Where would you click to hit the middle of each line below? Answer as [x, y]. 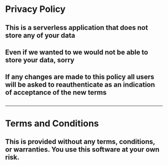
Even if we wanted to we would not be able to [77, 52]
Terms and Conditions [52, 123]
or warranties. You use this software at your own [82, 150]
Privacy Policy [35, 9]
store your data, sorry [40, 60]
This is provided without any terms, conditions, [80, 142]
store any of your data [40, 35]
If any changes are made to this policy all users [80, 77]
